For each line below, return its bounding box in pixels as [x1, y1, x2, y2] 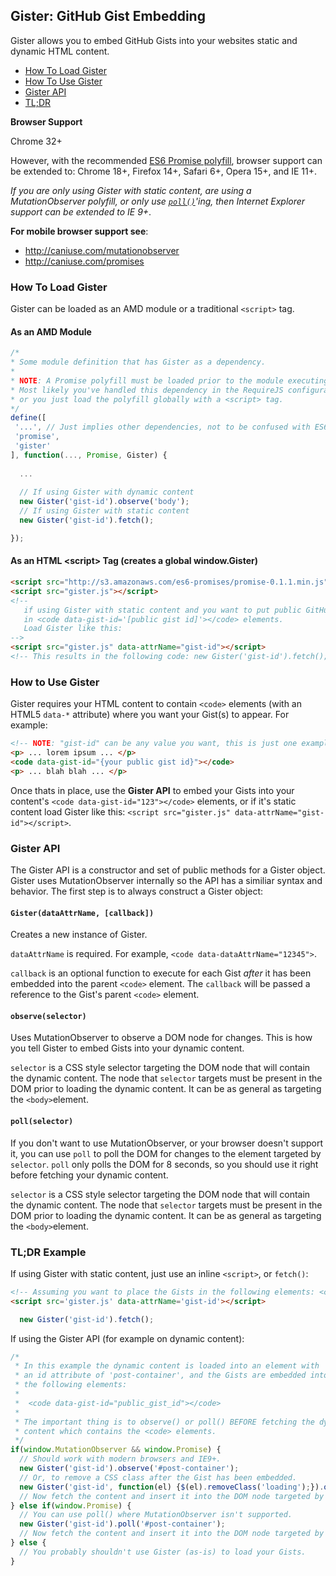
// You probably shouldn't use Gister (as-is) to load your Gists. [19, 1547, 307, 1557]
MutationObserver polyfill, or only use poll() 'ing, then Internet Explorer [10, 195, 306, 207]
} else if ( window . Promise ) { [10, 1500, 132, 1511]
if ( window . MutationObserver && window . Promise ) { [10, 1445, 222, 1455]
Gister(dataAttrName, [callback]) [10, 908, 155, 918]
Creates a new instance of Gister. [10, 929, 148, 941]
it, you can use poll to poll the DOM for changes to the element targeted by [10, 1147, 322, 1159]
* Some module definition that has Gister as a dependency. [10, 357, 267, 368]
